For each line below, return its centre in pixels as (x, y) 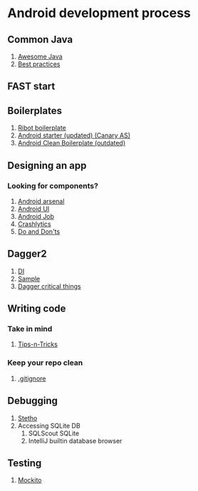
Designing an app (47, 165)
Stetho (27, 418)
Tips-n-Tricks (38, 344)
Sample (29, 279)
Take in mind (30, 329)
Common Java (40, 40)
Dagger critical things (49, 286)
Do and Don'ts (39, 231)
